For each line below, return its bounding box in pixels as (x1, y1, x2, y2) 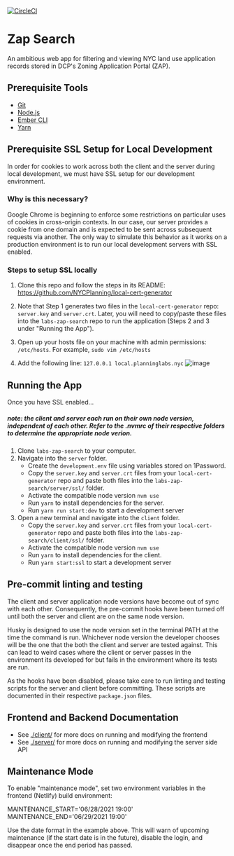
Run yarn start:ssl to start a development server (27, 558, 172, 566)
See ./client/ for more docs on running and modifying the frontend (17, 730, 208, 739)
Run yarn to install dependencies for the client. (27, 550, 162, 559)
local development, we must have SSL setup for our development (7, 169, 196, 178)
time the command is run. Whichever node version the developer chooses (7, 633, 220, 641)
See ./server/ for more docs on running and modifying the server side (17, 738, 218, 746)
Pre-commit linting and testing (7, 578, 143, 590)
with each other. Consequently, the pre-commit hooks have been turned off (7, 604, 225, 613)
